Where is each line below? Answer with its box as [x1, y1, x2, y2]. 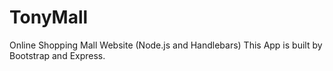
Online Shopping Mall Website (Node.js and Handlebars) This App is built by [9, 39, 323, 51]
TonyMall [9, 6, 89, 29]
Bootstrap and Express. [9, 49, 106, 61]
